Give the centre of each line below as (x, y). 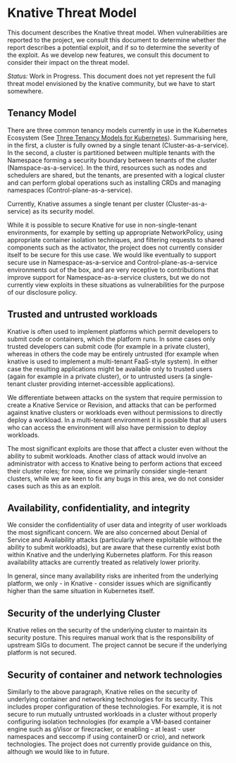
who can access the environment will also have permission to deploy (107, 427)
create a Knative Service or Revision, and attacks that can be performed (112, 405)
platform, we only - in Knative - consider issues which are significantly (110, 583)
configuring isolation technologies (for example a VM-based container (109, 721)
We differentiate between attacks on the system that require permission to (115, 397)
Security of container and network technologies (115, 675)
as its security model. (64, 211)
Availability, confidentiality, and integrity (99, 508)
